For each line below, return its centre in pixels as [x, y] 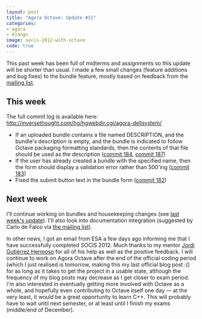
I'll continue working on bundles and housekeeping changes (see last [93, 214]
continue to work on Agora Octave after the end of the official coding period [101, 258]
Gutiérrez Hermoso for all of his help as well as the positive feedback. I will [99, 251]
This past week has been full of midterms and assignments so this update [99, 63]
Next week [27, 199]
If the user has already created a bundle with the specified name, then [103, 160]
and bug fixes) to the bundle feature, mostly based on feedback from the [97, 76]
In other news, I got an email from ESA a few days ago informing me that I [98, 239]
